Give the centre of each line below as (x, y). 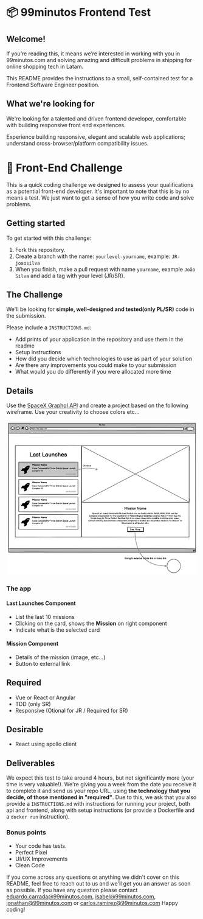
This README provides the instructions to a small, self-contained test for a (100, 78)
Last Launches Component (41, 603)
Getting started (36, 223)
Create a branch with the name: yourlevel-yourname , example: (93, 256)
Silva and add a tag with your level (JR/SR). (70, 276)
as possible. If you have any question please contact (72, 890)
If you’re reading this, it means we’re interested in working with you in (93, 54)
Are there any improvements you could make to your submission (96, 365)
